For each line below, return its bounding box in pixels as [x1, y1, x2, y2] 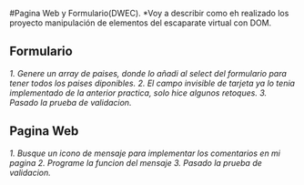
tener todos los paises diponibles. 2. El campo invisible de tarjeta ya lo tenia [9, 77, 296, 88]
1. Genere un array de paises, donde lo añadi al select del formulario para [9, 67, 287, 78]
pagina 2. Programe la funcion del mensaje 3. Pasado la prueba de [9, 157, 262, 168]
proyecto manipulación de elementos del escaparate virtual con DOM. [9, 17, 272, 28]
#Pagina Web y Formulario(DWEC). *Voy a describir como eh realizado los [9, 8, 289, 18]
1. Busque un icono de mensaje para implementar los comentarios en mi [9, 148, 280, 159]
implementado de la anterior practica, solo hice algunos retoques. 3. [9, 87, 267, 98]
